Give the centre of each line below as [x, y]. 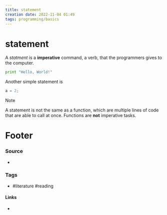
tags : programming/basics [32, 19]
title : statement [23, 10]
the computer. [19, 63]
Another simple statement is [34, 82]
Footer [19, 136]
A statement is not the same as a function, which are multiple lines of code [82, 110]
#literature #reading [33, 186]
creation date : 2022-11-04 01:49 [40, 14]
